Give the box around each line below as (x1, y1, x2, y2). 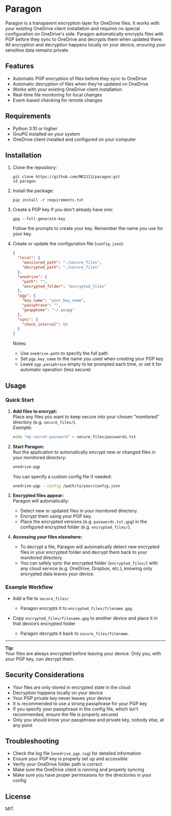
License (5, 792, 31, 801)
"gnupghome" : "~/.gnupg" (22, 307, 75, 313)
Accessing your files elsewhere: (12, 534, 82, 540)
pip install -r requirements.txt (12, 197, 84, 203)
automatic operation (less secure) (20, 367, 91, 373)
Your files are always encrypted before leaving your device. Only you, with (5, 650, 161, 656)
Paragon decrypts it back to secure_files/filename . (20, 630, 129, 636)
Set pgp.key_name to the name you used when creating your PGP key (20, 355, 164, 362)
